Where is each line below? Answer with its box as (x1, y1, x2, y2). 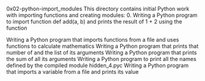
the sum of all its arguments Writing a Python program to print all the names (6, 56, 196, 62)
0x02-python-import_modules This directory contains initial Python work (6, 5, 190, 12)
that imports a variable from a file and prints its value (6, 68, 139, 75)
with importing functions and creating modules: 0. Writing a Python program (6, 11, 198, 19)
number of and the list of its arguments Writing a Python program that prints (6, 49, 197, 56)
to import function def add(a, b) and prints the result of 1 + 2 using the (6, 18, 182, 25)
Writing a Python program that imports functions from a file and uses (6, 36, 179, 43)
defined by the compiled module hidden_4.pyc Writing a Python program (6, 62, 189, 69)
